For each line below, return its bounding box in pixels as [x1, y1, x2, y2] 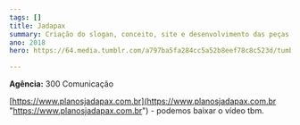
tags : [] [9, 12, 42, 22]
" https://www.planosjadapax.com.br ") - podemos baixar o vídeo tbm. [9, 105, 265, 116]
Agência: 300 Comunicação [9, 79, 114, 89]
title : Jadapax [9, 21, 66, 30]
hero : [9, 46, 29, 55]
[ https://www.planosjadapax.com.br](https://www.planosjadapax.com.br [9, 96, 277, 107]
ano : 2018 [9, 37, 46, 47]
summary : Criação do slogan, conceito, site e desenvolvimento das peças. [9, 29, 294, 38]
